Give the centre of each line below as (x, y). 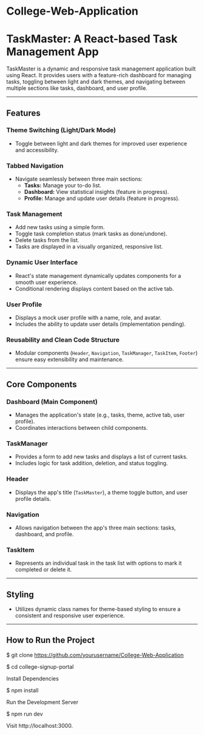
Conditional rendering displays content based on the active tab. (94, 288)
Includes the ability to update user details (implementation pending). (100, 324)
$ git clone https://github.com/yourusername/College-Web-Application (95, 655)
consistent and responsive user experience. (70, 615)
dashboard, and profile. (44, 534)
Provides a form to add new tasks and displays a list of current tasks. (101, 457)
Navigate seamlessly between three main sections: (79, 179)
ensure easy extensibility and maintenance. (69, 359)
